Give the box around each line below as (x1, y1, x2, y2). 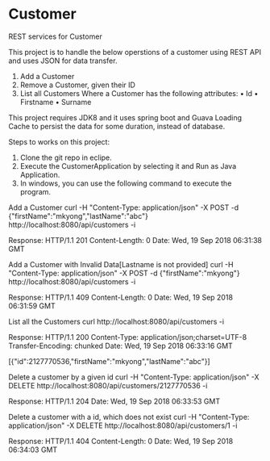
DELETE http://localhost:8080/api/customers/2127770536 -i (8, 380, 208, 390)
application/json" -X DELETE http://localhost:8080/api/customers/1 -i (8, 421, 238, 430)
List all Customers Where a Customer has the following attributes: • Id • (19, 88, 259, 98)
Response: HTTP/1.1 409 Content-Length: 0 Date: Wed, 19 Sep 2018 (8, 292, 234, 302)
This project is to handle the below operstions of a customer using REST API (8, 47, 262, 57)
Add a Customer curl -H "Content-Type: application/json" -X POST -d (8, 203, 239, 212)
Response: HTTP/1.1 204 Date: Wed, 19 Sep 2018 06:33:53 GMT (8, 396, 220, 406)
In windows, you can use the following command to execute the (19, 178, 232, 188)
